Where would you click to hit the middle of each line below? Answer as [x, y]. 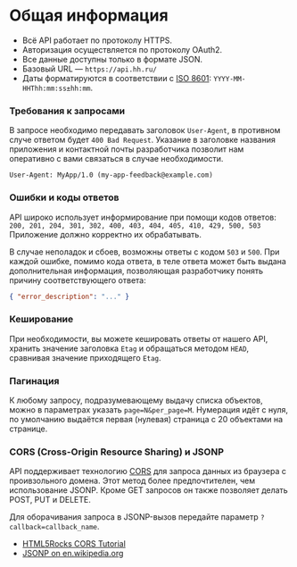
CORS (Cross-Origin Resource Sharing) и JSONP [117, 452]
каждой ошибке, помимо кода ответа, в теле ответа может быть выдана [148, 261]
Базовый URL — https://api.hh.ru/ [90, 69]
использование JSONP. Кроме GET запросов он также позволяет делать [148, 490]
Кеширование [41, 320]
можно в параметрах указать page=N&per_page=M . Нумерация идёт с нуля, [148, 410]
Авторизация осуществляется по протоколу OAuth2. [122, 49]
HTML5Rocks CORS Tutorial [74, 544]
